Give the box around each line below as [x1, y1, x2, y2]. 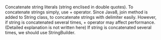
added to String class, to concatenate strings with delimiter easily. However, [5, 14, 157, 20]
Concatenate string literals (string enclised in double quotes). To [5, 4, 133, 10]
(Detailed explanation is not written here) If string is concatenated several [5, 25, 152, 30]
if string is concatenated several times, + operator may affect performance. [5, 19, 156, 25]
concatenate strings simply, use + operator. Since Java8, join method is [5, 9, 148, 15]
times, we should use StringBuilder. [5, 30, 76, 35]
